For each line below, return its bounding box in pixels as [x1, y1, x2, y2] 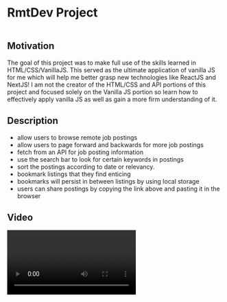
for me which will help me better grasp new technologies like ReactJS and [7, 73, 216, 81]
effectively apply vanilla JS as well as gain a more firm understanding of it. [7, 95, 217, 103]
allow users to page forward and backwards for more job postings [16, 140, 204, 149]
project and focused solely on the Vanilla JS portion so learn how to [7, 87, 198, 96]
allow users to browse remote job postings [16, 133, 138, 142]
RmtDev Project [7, 5, 98, 21]
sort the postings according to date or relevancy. [16, 162, 155, 171]
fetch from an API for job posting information [16, 148, 144, 156]
